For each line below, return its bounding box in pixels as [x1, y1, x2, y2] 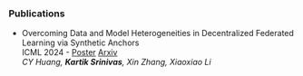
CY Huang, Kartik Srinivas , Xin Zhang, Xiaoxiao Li [21, 57, 211, 68]
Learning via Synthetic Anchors [21, 37, 140, 48]
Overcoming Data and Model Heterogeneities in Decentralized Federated [21, 28, 294, 39]
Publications [8, 7, 65, 20]
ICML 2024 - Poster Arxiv [21, 47, 118, 58]
